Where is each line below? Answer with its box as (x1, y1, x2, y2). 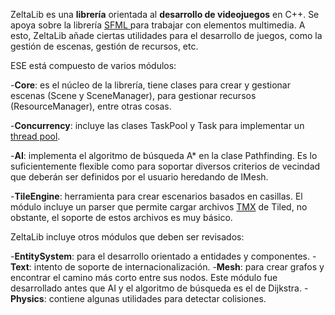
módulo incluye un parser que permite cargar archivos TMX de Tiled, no (10, 201, 308, 213)
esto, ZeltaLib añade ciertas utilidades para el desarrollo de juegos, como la (10, 30, 323, 41)
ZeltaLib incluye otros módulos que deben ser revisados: (10, 231, 245, 243)
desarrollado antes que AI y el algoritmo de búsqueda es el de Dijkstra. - (10, 282, 309, 294)
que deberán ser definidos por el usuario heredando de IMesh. (10, 171, 269, 183)
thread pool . (10, 130, 61, 142)
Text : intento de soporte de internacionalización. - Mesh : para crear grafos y (10, 261, 325, 273)
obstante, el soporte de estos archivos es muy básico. (10, 212, 233, 223)
